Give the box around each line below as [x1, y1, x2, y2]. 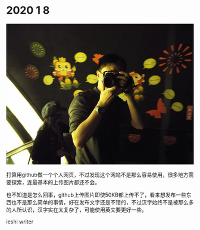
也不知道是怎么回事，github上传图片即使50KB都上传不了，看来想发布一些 [6, 191, 186, 198]
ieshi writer [6, 218, 34, 225]
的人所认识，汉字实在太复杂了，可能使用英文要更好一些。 [6, 206, 147, 213]
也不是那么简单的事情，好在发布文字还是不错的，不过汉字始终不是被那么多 [11, 199, 194, 206]
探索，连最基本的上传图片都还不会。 [11, 179, 100, 186]
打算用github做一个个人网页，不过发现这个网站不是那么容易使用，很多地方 [6, 171, 189, 179]
